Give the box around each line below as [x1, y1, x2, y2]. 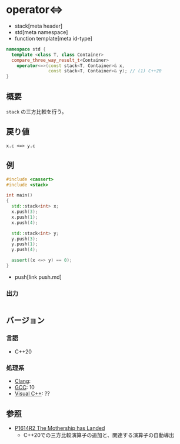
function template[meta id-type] [14, 35, 93, 42]
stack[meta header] [14, 22, 63, 29]
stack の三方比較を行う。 [6, 108, 67, 115]
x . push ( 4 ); [11, 219, 38, 226]
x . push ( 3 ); [11, 209, 38, 215]
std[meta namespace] [14, 28, 68, 35]
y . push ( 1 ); [11, 241, 38, 247]
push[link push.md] [14, 273, 62, 281]
